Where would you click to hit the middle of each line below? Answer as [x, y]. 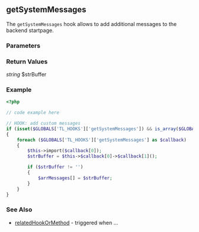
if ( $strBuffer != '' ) [55, 167]
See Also [19, 210]
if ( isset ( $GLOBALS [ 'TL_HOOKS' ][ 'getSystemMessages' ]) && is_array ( [92, 129]
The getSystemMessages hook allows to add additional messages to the [92, 24]
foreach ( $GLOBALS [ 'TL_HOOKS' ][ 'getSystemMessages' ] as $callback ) [102, 140]
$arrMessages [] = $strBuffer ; [75, 178]
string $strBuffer [26, 75]
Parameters [23, 46]
